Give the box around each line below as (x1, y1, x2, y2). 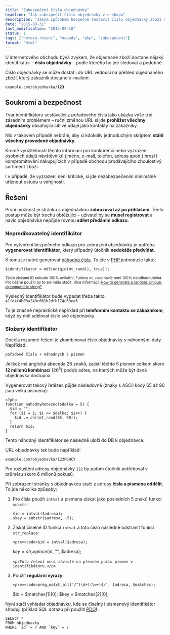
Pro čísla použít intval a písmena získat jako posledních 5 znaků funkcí (12, 496, 162, 502)
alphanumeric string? (5, 284, 42, 289)
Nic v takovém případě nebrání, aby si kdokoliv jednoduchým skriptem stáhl (5, 132, 164, 138)
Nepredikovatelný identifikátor (5, 230, 82, 237)
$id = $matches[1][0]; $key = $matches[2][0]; (12, 591, 109, 597)
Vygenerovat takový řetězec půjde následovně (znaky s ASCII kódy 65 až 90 (5, 382, 165, 388)
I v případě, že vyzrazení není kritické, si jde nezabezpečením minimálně (5, 173, 156, 179)
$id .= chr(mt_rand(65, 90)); (14, 415, 78, 420)
